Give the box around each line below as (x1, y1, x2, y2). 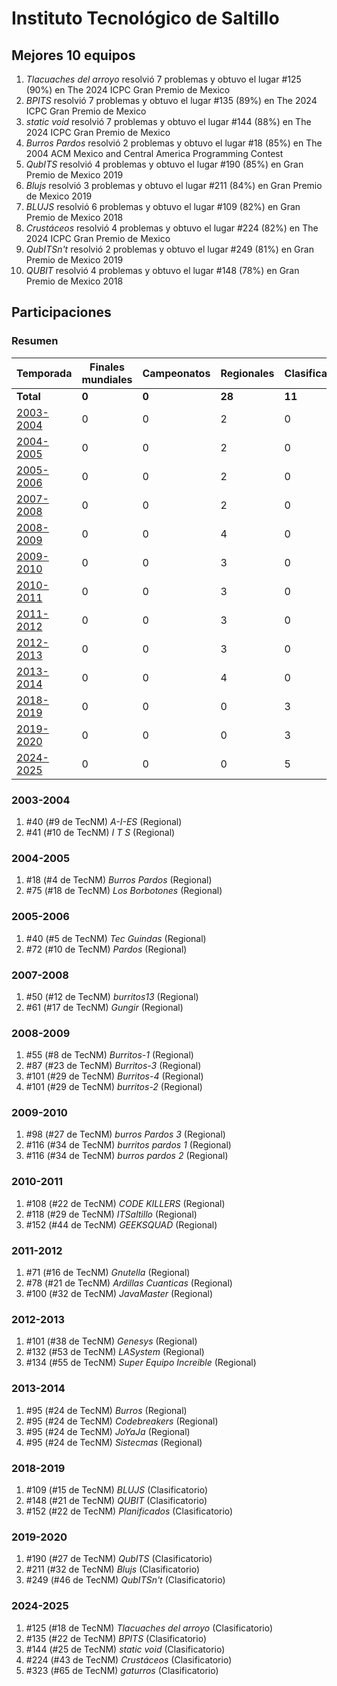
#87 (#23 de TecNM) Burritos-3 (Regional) (25, 1060, 202, 1072)
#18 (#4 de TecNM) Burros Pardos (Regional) (25, 874, 213, 886)
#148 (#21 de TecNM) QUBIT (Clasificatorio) (25, 1494, 208, 1506)
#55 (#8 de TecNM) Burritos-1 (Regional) (25, 1049, 194, 1061)
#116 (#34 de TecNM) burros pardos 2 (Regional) (25, 1150, 229, 1162)
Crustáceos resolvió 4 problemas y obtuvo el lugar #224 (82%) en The (25, 222, 319, 234)
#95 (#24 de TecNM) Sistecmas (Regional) (25, 1436, 203, 1448)
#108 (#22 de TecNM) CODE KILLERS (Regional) (25, 1197, 226, 1209)
